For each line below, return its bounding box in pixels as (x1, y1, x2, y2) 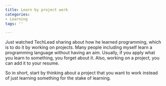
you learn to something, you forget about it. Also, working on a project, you (5, 55, 160, 61)
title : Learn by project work (5, 7, 68, 12)
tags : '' (5, 21, 23, 26)
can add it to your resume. (5, 60, 59, 66)
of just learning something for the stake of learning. (5, 75, 111, 81)
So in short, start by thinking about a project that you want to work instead (5, 70, 158, 76)
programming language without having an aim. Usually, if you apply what (5, 50, 155, 56)
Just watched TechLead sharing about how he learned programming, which (5, 39, 161, 45)
